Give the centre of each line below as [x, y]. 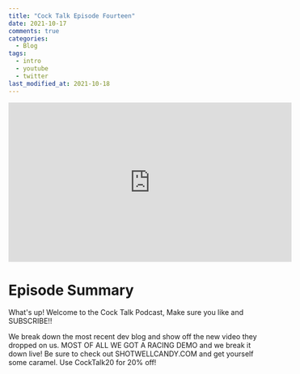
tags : [17, 53]
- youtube [32, 69]
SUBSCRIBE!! [30, 321]
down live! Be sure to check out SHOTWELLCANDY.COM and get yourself [131, 354]
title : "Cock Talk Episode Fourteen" [72, 16]
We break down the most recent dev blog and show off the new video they [133, 337]
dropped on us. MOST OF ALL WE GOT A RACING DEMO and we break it [130, 346]
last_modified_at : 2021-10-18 [59, 83]
